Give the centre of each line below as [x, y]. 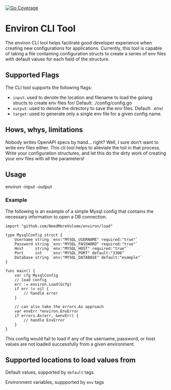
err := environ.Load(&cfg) [43, 284]
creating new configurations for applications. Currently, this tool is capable [84, 48]
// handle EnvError [44, 320]
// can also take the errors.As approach [59, 307]
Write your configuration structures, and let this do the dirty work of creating [86, 153]
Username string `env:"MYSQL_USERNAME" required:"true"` [76, 240]
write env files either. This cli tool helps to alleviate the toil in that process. [83, 147]
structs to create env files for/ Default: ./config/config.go [72, 103]
